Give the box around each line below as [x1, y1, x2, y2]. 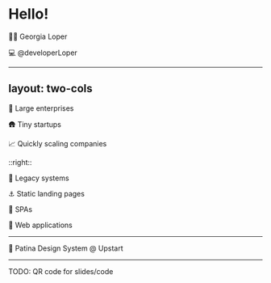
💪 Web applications [8, 220, 73, 230]
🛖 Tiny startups [8, 119, 62, 129]
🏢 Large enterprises [8, 103, 74, 113]
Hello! [8, 5, 49, 23]
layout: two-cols [8, 82, 93, 95]
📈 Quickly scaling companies [8, 138, 107, 148]
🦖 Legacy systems [8, 173, 70, 183]
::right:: [8, 157, 32, 167]
